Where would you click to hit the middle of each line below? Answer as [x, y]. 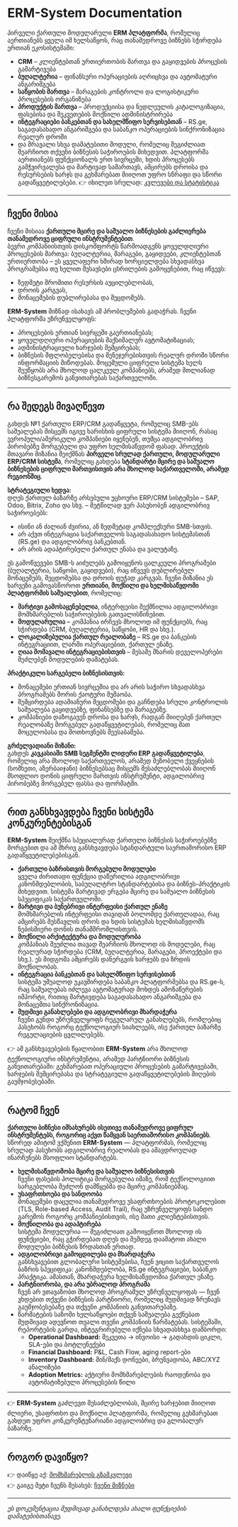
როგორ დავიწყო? [48, 1457]
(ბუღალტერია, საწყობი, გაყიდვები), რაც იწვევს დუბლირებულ [101, 570]
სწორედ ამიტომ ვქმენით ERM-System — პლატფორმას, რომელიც [107, 1143]
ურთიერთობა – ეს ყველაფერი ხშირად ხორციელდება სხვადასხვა [106, 261]
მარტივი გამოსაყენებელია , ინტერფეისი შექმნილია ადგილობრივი [118, 607]
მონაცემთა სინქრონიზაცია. [58, 1005]
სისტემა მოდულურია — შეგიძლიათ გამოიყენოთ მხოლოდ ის [109, 1232]
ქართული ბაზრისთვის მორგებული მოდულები [86, 869]
